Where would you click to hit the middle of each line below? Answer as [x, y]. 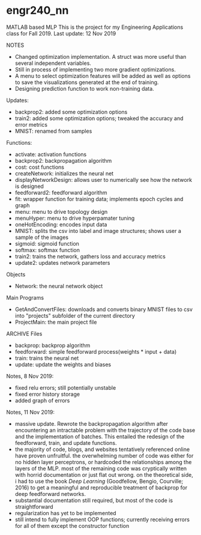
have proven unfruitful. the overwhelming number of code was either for [104, 455]
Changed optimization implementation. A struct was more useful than [100, 56]
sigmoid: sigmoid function [47, 243]
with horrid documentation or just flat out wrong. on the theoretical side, [104, 474]
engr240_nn [37, 11]
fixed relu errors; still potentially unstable [65, 387]
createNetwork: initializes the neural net [64, 173]
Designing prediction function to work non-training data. [84, 88]
